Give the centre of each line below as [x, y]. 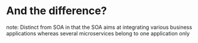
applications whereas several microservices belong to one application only [98, 33]
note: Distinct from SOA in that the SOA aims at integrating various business [99, 27]
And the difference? [57, 11]
